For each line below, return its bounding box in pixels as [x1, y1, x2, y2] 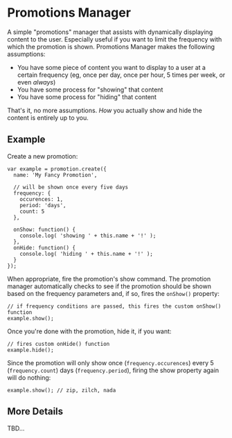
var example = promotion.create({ [7, 165, 107, 173]
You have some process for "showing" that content [17, 85, 163, 94]
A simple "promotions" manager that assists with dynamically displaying [7, 28, 213, 36]
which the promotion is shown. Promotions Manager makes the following [7, 42, 215, 51]
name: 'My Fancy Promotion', [13, 171, 98, 178]
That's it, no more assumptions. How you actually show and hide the [7, 106, 202, 114]
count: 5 [19, 208, 45, 215]
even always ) [17, 78, 56, 86]
